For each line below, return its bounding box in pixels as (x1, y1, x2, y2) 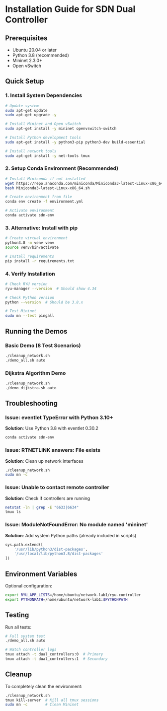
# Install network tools (5, 148, 57, 153)
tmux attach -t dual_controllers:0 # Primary (5, 652, 103, 657)
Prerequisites (5, 34, 48, 42)
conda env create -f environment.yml (5, 199, 83, 204)
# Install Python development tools (5, 135, 81, 140)
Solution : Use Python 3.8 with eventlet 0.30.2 (5, 426, 98, 431)
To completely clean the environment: (5, 683, 83, 689)
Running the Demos (5, 327, 68, 336)
